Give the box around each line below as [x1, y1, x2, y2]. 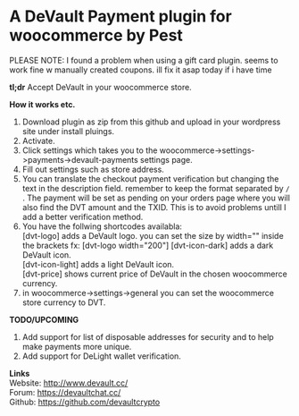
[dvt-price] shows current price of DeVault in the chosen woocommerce [21, 268, 287, 279]
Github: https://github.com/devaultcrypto [9, 396, 161, 407]
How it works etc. [9, 98, 76, 109]
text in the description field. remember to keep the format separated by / [21, 183, 290, 193]
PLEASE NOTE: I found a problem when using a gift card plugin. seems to [9, 55, 278, 65]
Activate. [21, 135, 55, 146]
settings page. [139, 154, 194, 165]
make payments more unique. [21, 341, 132, 352]
